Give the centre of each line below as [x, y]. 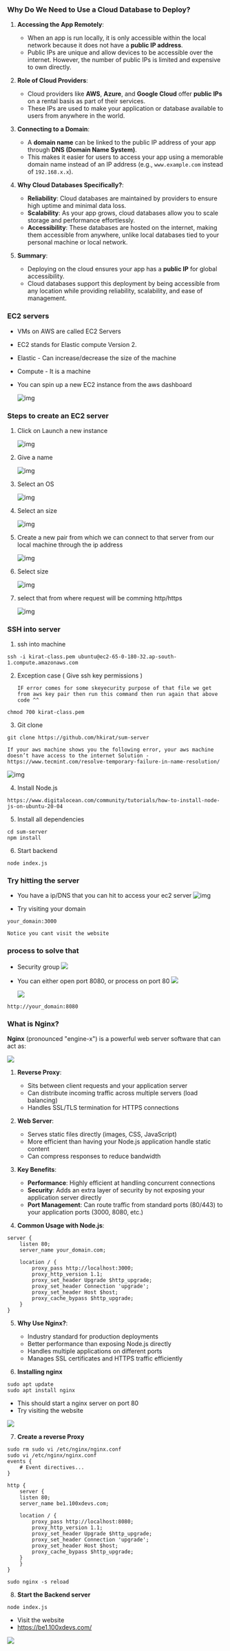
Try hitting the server [43, 881]
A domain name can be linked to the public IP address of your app [122, 143]
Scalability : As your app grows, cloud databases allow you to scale [123, 213]
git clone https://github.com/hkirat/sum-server [78, 738]
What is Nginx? [33, 1024]
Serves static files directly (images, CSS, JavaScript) [102, 1135]
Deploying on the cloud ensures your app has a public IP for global [122, 269]
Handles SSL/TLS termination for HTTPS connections [103, 1108]
